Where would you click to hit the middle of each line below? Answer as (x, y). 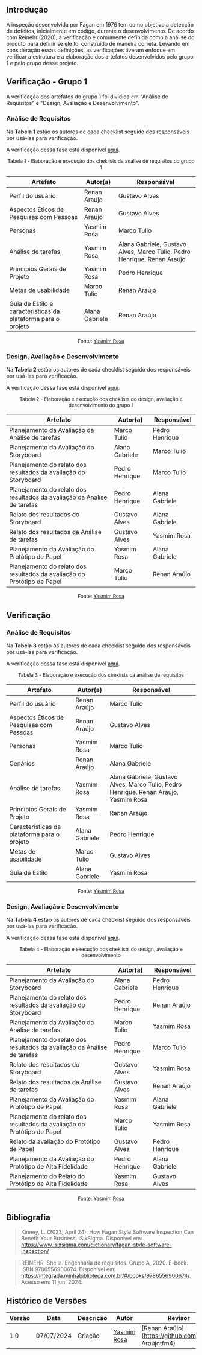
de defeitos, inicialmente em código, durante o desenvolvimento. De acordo (100, 31)
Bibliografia (29, 1217)
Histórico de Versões (47, 1301)
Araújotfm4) (158, 1343)
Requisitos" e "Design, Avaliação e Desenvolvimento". (73, 103)
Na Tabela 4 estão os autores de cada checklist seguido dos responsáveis (99, 920)
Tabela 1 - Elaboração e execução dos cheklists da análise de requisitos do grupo (101, 161)
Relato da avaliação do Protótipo (55, 1141)
